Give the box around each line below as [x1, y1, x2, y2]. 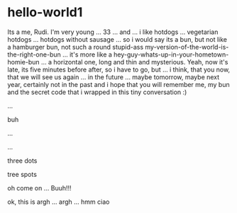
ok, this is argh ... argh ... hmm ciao [7, 197, 110, 206]
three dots [7, 156, 38, 165]
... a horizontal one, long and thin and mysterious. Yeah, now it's [40, 57, 228, 66]
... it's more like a [62, 50, 112, 59]
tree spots [7, 170, 38, 178]
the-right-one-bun [7, 50, 62, 59]
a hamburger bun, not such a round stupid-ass [7, 42, 144, 51]
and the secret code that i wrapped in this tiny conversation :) [7, 88, 187, 96]
